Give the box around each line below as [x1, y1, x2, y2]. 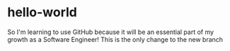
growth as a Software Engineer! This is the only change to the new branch [7, 35, 224, 43]
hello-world [7, 4, 78, 21]
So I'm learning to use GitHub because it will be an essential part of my [7, 28, 214, 36]
